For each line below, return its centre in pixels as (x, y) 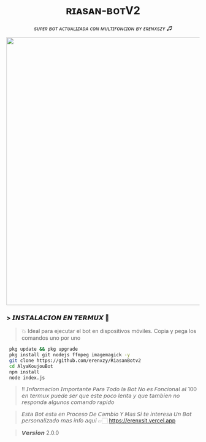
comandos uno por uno (51, 338)
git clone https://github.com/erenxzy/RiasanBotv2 (75, 361)
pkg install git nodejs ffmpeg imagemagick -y (70, 355)
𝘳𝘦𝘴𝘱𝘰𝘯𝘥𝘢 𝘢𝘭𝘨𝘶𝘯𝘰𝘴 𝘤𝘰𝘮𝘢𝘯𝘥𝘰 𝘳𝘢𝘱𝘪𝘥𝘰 (68, 402)
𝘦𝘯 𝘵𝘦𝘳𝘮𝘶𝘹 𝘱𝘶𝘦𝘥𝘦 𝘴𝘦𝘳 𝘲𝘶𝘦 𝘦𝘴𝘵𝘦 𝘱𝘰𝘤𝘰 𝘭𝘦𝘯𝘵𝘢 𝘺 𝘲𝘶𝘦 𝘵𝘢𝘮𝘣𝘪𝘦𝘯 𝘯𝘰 (101, 396)
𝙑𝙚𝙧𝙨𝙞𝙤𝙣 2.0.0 (40, 433)
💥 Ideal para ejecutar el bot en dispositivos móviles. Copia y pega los (109, 331)
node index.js (27, 378)
